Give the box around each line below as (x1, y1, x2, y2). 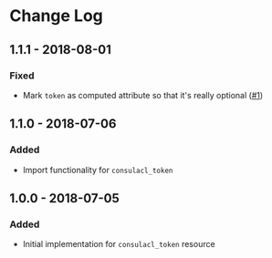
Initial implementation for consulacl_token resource (22, 239, 216, 250)
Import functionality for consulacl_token (22, 164, 173, 175)
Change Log (9, 5, 103, 26)
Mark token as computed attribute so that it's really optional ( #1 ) (22, 89, 264, 100)
